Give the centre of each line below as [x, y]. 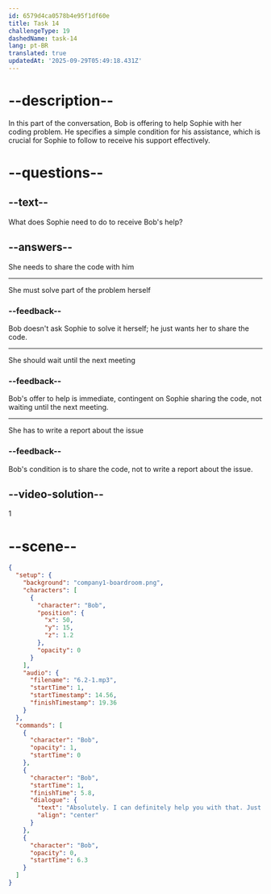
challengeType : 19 [39, 31]
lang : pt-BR [28, 46]
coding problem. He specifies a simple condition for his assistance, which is [134, 132]
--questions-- [56, 173]
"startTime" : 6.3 [59, 860]
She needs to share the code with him [71, 266]
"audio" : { [41, 673]
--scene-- [43, 546]
